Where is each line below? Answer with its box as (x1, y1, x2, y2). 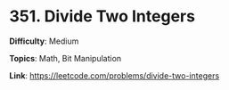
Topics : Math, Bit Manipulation (9, 53, 122, 63)
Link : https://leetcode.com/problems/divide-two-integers (9, 70, 220, 81)
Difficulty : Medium (9, 36, 79, 46)
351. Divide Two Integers (9, 6, 196, 27)
